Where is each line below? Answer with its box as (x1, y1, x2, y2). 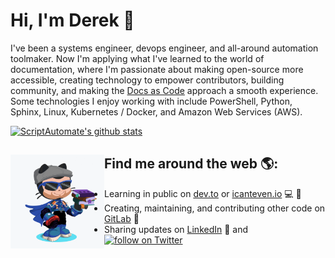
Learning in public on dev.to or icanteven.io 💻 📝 (104, 187, 302, 199)
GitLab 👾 (104, 212, 140, 224)
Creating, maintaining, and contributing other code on (104, 202, 326, 214)
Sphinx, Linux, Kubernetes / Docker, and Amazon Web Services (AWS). (10, 105, 303, 118)
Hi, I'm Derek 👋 (10, 9, 135, 32)
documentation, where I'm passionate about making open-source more (10, 63, 304, 75)
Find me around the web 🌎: (104, 155, 279, 173)
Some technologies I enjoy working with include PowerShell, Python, (10, 95, 293, 107)
